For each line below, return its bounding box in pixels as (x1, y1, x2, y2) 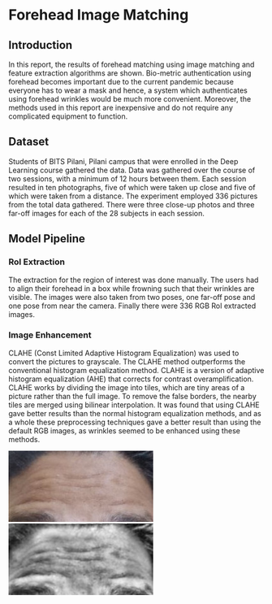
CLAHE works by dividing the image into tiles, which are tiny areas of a (8, 382, 245, 392)
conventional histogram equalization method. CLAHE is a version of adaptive (8, 365, 265, 375)
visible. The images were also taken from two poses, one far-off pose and (8, 292, 256, 302)
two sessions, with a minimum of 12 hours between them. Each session (8, 173, 247, 184)
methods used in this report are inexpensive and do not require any (8, 103, 234, 112)
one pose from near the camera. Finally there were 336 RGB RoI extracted (8, 301, 257, 311)
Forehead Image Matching (8, 6, 189, 24)
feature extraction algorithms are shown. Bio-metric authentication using (8, 68, 252, 78)
